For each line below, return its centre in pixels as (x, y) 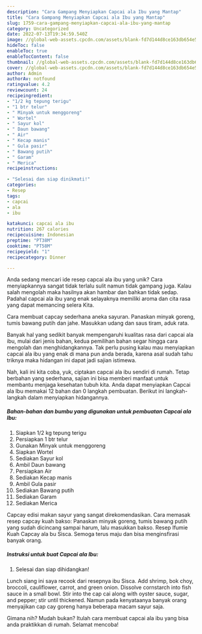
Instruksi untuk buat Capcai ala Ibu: (52, 554)
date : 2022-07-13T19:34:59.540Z (47, 34)
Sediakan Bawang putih (45, 490)
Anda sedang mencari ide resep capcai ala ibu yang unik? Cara (85, 280)
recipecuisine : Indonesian (40, 235)
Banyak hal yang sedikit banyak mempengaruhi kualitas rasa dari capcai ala (100, 335)
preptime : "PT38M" (30, 241)
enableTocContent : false (38, 57)
